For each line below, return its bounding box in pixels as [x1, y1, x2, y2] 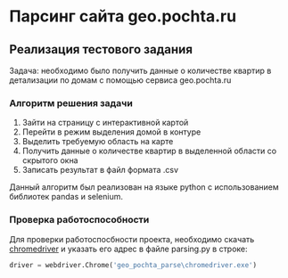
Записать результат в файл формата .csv [21, 165, 178, 176]
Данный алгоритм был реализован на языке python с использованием [9, 182, 279, 192]
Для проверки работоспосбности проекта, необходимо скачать [9, 233, 255, 244]
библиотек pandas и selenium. [9, 192, 123, 202]
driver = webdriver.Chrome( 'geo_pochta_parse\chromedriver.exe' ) [9, 260, 257, 269]
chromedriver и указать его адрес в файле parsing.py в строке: [9, 243, 248, 254]
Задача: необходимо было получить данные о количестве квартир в [9, 65, 272, 76]
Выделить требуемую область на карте [21, 136, 174, 147]
